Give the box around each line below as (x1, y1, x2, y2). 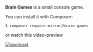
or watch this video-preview (5, 32, 63, 38)
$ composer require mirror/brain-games (5, 23, 88, 28)
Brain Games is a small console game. (5, 4, 84, 10)
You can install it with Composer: (5, 14, 73, 19)
